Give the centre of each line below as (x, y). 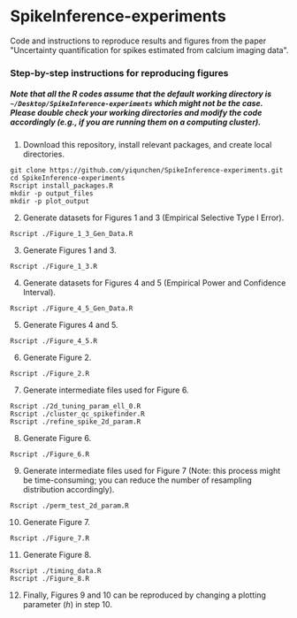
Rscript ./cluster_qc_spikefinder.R (77, 414)
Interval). (39, 292)
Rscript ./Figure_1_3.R (54, 266)
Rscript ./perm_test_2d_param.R (69, 506)
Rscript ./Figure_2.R (50, 373)
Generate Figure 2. (57, 357)
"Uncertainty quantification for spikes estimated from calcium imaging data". (149, 50)
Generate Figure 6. (57, 438)
